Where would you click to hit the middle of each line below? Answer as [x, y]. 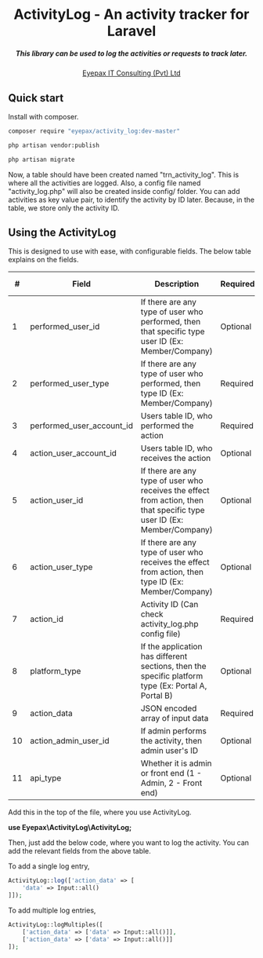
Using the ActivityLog [62, 232]
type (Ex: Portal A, [174, 686]
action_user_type [61, 567]
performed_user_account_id [81, 426]
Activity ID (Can [169, 605]
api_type [46, 778]
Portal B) [157, 696]
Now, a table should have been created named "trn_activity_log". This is [124, 174]
